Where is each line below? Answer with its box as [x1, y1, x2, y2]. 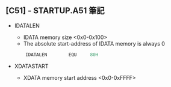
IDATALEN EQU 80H [25, 52, 99, 58]
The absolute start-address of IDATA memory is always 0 [23, 40, 165, 47]
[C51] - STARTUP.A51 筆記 [5, 5, 105, 16]
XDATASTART [14, 62, 49, 70]
